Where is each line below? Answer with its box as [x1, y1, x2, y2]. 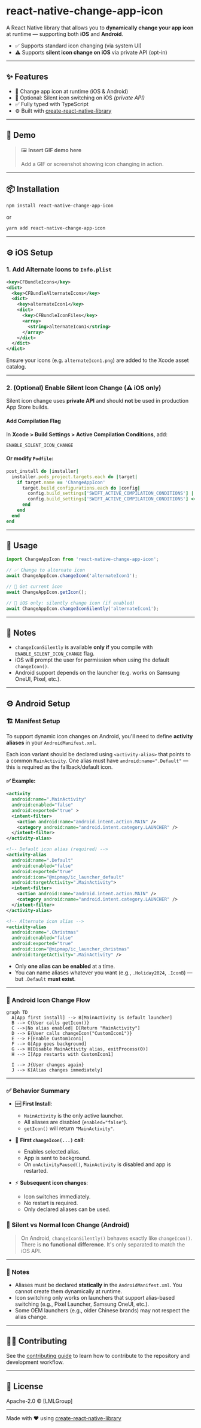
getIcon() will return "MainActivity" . [23, 1125, 115, 1132]
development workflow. [6, 1358, 64, 1366]
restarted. [23, 1167, 48, 1175]
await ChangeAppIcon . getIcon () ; [6, 589, 87, 595]
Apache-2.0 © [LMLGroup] [6, 1397, 73, 1405]
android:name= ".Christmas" [11, 929, 79, 935]
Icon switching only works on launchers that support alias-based [14, 1294, 175, 1301]
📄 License [6, 1381, 44, 1391]
